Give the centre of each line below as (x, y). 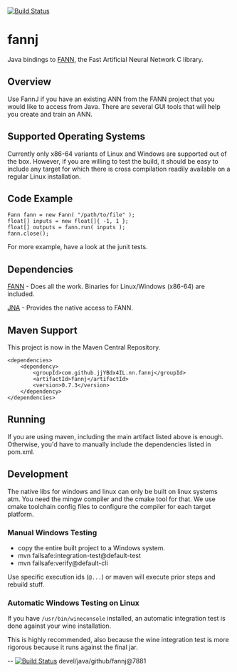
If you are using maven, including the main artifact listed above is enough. (116, 436)
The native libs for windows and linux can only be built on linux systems (113, 491)
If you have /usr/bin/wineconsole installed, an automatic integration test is (116, 619)
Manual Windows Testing (52, 532)
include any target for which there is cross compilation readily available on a (119, 169)
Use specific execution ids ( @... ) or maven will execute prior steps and (111, 577)
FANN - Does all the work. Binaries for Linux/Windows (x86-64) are (106, 287)
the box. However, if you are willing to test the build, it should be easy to (113, 161)
